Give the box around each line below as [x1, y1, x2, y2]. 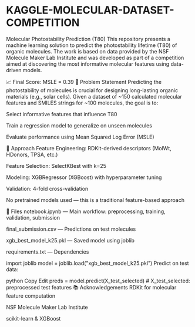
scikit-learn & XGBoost [6, 315, 61, 322]
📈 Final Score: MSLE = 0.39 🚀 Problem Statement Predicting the [6, 78, 162, 85]
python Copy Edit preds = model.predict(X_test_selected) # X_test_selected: [6, 277, 190, 284]
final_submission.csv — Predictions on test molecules [6, 225, 136, 232]
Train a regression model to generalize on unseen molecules [6, 122, 153, 129]
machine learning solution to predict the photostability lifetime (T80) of [6, 42, 177, 49]
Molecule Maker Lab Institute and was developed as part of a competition [6, 54, 184, 61]
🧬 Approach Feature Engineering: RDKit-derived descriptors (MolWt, [6, 144, 172, 151]
